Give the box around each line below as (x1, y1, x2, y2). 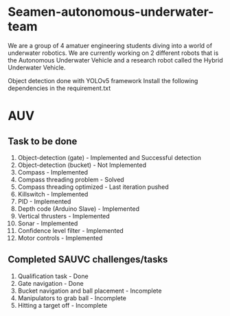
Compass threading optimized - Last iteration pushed (17, 183, 169, 191)
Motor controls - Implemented (17, 234, 103, 242)
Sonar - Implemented (17, 219, 78, 227)
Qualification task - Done (17, 272, 89, 280)
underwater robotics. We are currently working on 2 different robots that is (8, 49, 219, 57)
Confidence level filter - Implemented (17, 226, 124, 234)
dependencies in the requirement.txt (8, 84, 111, 92)
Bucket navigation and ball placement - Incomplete (17, 286, 162, 295)
